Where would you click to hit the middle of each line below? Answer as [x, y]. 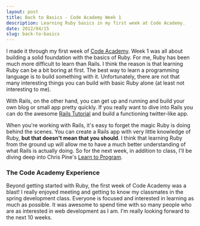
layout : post [22, 12]
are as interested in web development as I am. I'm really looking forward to [98, 211]
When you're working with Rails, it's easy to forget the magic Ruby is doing [99, 125]
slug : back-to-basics [33, 34]
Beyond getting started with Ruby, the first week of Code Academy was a [96, 186]
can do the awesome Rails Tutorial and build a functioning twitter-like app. [97, 114]
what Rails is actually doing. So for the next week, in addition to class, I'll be [99, 151]
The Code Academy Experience [53, 173]
